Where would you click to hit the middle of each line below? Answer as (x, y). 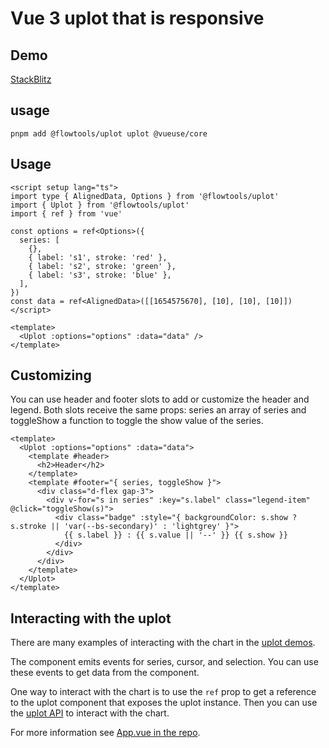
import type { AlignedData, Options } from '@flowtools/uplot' (145, 196)
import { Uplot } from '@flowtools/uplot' (100, 205)
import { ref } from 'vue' (66, 213)
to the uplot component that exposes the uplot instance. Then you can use (164, 703)
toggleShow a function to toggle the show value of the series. (137, 421)
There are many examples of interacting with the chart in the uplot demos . (163, 643)
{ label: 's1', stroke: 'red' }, (98, 257)
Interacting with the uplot (91, 618)
